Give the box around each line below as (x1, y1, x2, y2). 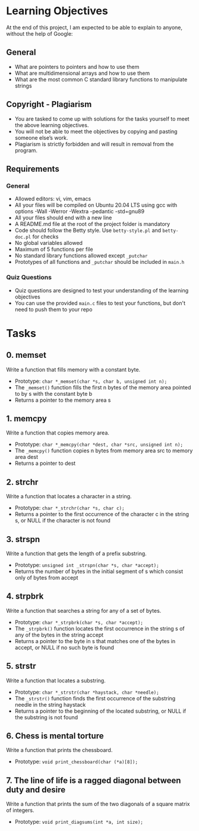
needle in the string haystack (14, 701, 86, 708)
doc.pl (14, 234, 31, 240)
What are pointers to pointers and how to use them (14, 63, 140, 70)
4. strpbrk (6, 591, 44, 602)
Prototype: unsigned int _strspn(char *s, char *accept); (14, 561, 159, 568)
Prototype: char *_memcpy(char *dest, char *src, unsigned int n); (14, 441, 183, 448)
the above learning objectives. (14, 121, 89, 128)
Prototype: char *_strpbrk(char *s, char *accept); (14, 618, 144, 625)
